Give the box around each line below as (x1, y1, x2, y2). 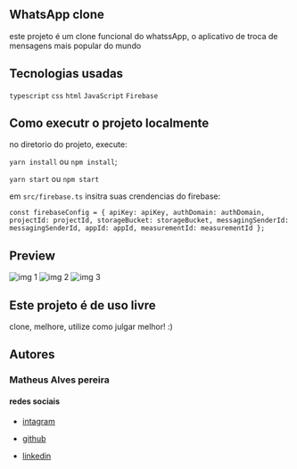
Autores (9, 347, 55, 362)
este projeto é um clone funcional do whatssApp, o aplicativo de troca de (9, 30, 278, 41)
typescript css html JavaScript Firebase (9, 91, 159, 101)
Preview (9, 248, 56, 263)
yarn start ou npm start (9, 174, 100, 185)
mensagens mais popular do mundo (9, 40, 142, 51)
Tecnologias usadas (9, 66, 123, 81)
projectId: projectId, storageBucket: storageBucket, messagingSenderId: (9, 216, 290, 226)
